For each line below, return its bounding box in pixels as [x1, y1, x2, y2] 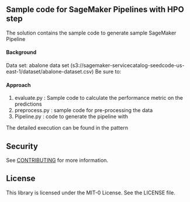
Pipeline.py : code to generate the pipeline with [14, 113, 129, 120]
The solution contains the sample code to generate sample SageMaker [6, 29, 177, 36]
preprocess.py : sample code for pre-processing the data [14, 107, 153, 114]
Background [6, 49, 37, 56]
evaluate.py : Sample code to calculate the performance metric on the [14, 95, 183, 102]
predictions [14, 100, 42, 107]
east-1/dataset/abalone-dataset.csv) [6, 68, 94, 75]
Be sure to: [95, 68, 122, 75]
